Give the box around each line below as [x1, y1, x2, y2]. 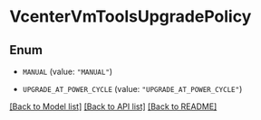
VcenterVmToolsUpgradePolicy [9, 6, 252, 27]
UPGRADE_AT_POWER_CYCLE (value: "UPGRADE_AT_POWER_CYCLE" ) [22, 84, 243, 94]
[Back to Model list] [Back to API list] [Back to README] [9, 101, 217, 112]
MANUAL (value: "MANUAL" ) [22, 66, 113, 77]
